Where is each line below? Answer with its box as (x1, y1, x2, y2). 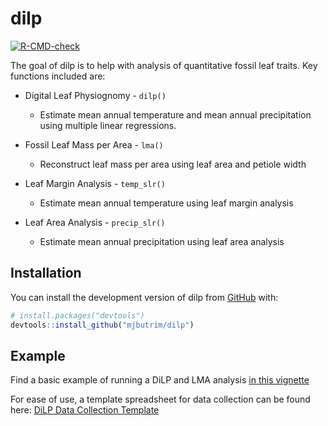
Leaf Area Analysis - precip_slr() (24, 216, 166, 228)
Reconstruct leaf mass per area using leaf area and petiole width (39, 158, 307, 170)
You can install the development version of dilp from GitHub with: (10, 291, 279, 303)
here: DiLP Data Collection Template (10, 404, 160, 416)
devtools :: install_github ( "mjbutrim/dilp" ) (10, 320, 195, 330)
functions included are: (10, 70, 106, 82)
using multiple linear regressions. (39, 119, 177, 131)
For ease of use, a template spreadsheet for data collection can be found (10, 393, 311, 406)
